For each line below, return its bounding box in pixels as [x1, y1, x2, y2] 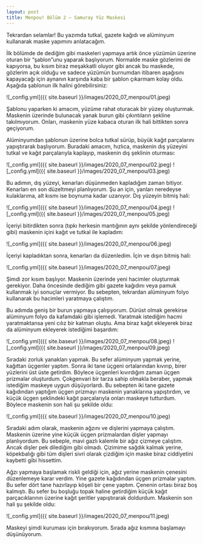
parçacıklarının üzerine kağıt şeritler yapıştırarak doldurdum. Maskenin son [6, 494, 193, 501]
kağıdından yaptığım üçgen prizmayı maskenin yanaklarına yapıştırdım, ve [6, 388, 190, 395]
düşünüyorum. [6, 530, 42, 537]
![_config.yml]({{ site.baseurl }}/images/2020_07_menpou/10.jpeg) [6, 412, 171, 420]
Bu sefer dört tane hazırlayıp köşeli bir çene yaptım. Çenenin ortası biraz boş [6, 481, 198, 488]
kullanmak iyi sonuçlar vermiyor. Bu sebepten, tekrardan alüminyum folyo [6, 288, 189, 295]
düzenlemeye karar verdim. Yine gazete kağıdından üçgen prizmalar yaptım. [6, 474, 196, 482]
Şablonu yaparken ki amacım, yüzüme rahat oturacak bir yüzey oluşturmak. [6, 105, 195, 112]
